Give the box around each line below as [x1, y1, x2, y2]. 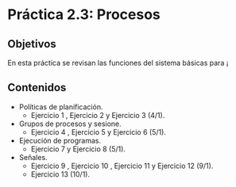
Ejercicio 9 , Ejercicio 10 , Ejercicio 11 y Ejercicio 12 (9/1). [30, 161, 214, 170]
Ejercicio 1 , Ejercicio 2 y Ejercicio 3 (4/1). [30, 110, 165, 120]
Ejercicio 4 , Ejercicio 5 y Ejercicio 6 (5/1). [30, 127, 166, 136]
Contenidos [7, 81, 67, 94]
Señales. [18, 152, 48, 162]
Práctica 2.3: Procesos [7, 6, 161, 24]
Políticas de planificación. [18, 101, 103, 112]
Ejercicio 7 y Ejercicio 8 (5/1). [30, 144, 126, 154]
